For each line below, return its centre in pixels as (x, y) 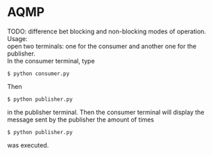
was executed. (28, 145)
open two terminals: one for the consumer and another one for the (102, 46)
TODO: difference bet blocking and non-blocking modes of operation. (107, 31)
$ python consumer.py (39, 74)
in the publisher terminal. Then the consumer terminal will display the (106, 112)
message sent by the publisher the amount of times (81, 120)
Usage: (17, 38)
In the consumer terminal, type (51, 60)
